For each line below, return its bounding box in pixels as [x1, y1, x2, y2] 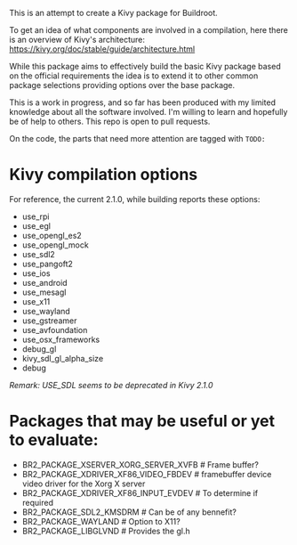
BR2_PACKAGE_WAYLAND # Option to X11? [21, 516, 181, 526]
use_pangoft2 [21, 258, 74, 269]
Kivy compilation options [9, 165, 198, 185]
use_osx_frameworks [21, 334, 100, 345]
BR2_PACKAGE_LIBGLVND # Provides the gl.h [21, 525, 190, 536]
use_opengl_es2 [21, 230, 82, 240]
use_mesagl [21, 287, 67, 297]
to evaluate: [9, 430, 100, 451]
